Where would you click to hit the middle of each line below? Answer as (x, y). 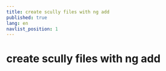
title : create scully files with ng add (58, 12)
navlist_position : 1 (32, 29)
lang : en (17, 23)
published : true (27, 18)
